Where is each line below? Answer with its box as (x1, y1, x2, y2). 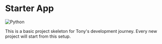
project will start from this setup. (5, 33, 71, 39)
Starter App (5, 3, 54, 14)
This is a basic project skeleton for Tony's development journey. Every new (5, 28, 158, 34)
